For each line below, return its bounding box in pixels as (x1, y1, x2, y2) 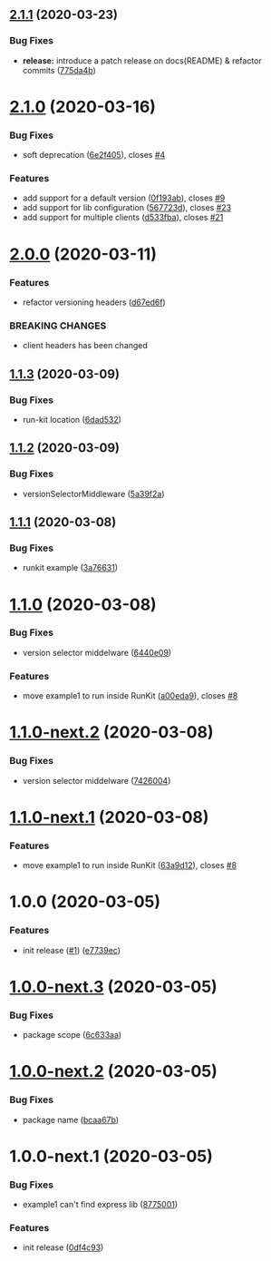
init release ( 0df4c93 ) (22, 1242, 104, 1253)
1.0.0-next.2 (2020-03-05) (9, 1061, 218, 1082)
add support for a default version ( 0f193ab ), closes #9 (22, 192, 226, 203)
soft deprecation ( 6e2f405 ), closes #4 (22, 150, 166, 161)
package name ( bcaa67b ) (22, 1114, 120, 1125)
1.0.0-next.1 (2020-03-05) (9, 1146, 213, 1167)
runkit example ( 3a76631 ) (22, 562, 119, 573)
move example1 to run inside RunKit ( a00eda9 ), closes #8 (22, 690, 238, 701)
